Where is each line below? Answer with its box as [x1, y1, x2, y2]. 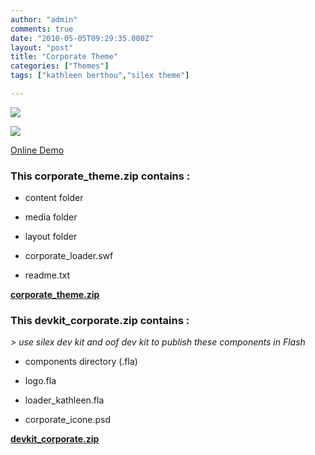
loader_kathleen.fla [24, 394, 105, 406]
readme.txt [24, 269, 71, 281]
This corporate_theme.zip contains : [10, 169, 191, 183]
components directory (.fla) [24, 356, 138, 368]
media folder [24, 211, 78, 223]
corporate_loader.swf [24, 250, 114, 262]
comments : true [10, 24, 74, 34]
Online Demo [10, 144, 65, 156]
